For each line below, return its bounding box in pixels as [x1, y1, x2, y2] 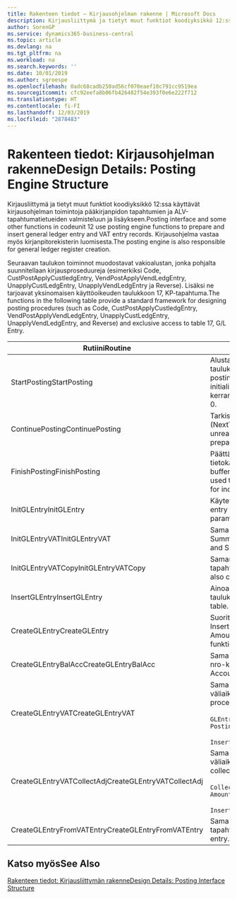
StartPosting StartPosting [11, 377, 93, 386]
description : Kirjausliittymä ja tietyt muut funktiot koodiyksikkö [7, 17, 213, 24]
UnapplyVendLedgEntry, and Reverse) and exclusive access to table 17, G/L [7, 319, 227, 327]
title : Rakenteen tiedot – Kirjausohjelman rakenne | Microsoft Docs [7, 10, 217, 18]
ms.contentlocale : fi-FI [7, 103, 80, 110]
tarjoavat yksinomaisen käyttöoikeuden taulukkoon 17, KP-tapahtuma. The [7, 288, 220, 297]
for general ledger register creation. [7, 245, 111, 253]
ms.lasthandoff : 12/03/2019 [7, 109, 90, 116]
